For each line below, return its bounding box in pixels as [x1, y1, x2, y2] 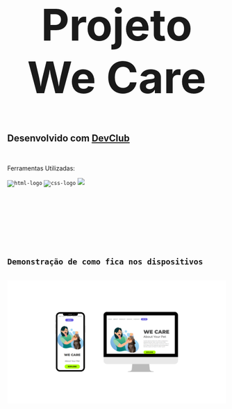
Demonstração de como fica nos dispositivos [7, 257, 204, 267]
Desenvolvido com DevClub [7, 132, 130, 144]
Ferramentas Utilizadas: [7, 164, 75, 173]
